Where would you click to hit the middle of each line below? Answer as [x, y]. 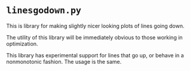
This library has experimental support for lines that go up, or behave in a [95, 55]
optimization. [22, 44]
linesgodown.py [44, 10]
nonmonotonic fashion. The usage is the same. [64, 61]
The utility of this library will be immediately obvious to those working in [95, 37]
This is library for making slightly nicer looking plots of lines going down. [95, 26]
